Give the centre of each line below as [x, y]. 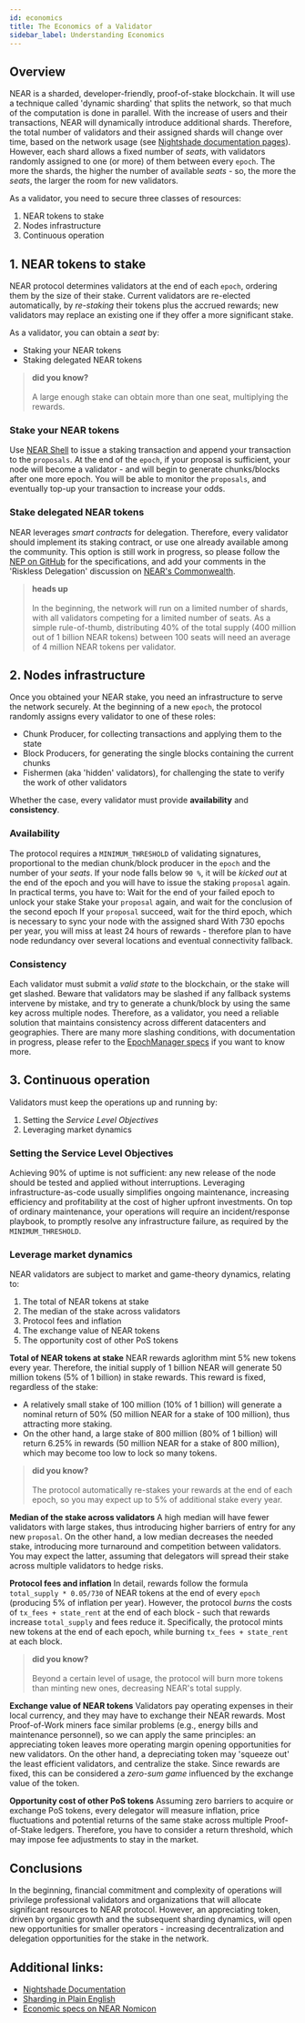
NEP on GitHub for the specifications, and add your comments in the [138, 561]
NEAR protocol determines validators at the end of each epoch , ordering [143, 286]
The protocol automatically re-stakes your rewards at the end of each [162, 1490]
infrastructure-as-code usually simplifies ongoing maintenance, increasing [149, 1192]
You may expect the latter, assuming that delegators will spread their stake [149, 1556]
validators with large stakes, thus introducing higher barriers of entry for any [152, 1527]
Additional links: [56, 1967]
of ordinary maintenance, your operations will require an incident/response [150, 1211]
